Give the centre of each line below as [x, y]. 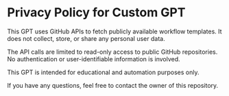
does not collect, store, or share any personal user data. [86, 38]
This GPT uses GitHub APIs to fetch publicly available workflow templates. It [114, 31]
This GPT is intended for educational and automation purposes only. [104, 72]
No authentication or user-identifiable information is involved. [94, 59]
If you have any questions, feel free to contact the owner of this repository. [113, 85]
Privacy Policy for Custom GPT [96, 13]
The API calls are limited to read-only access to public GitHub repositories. [112, 52]
